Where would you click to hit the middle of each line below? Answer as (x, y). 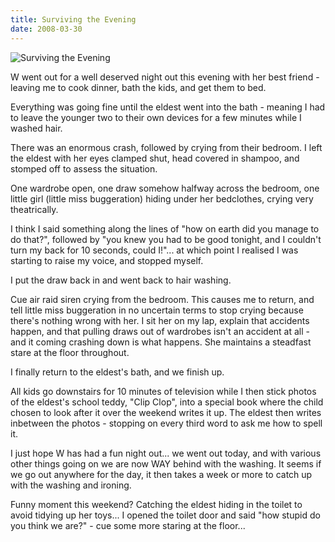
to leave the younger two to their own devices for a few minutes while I (156, 117)
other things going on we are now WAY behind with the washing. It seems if (166, 463)
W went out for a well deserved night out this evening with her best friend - (165, 77)
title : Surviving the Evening (73, 19)
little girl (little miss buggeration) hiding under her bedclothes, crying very (162, 198)
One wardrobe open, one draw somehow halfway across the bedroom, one (165, 188)
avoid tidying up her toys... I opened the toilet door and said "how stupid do (165, 515)
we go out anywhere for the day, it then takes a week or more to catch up (161, 474)
